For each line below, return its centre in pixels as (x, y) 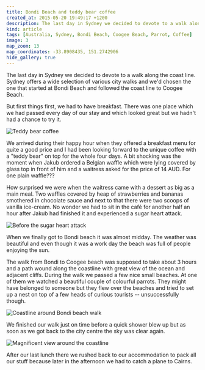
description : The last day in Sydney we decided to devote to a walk (97, 23)
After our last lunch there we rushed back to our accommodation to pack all (101, 355)
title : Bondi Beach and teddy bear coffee (61, 12)
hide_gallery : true (31, 57)
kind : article (24, 29)
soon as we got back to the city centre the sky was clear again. (86, 331)
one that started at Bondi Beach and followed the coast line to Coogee (95, 88)
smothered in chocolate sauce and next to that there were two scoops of (98, 200)
